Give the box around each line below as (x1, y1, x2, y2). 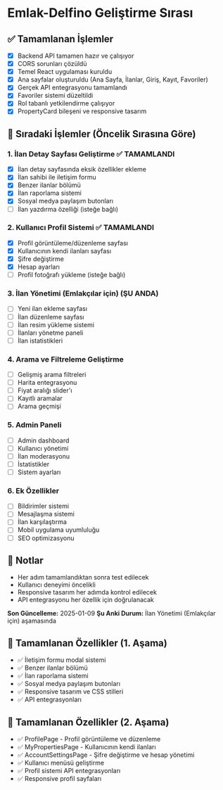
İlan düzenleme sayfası (17, 312, 84, 321)
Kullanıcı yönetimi (17, 444, 69, 452)
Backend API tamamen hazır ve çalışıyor (17, 51, 134, 60)
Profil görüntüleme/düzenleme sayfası (17, 238, 129, 247)
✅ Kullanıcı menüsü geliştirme (17, 758, 104, 767)
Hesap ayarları (17, 262, 60, 272)
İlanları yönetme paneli (17, 329, 84, 337)
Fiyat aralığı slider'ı (17, 386, 72, 395)
